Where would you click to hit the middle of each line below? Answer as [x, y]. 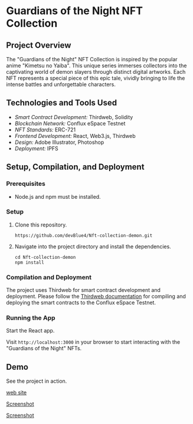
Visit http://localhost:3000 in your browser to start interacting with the [93, 342]
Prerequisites [26, 184]
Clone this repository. [41, 225]
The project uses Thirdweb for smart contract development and [84, 290]
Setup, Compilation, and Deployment [75, 167]
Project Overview [39, 45]
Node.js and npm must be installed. [58, 196]
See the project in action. [37, 381]
